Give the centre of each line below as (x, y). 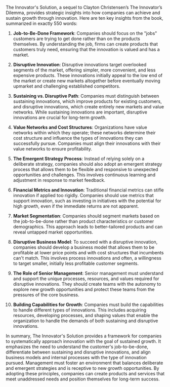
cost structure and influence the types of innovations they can (78, 138)
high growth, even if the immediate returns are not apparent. (76, 206)
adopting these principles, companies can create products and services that (85, 374)
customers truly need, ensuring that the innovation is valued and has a (86, 49)
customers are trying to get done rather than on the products (77, 38)
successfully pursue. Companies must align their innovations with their (87, 143)
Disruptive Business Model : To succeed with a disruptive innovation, (85, 242)
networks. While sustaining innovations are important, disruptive (80, 112)
